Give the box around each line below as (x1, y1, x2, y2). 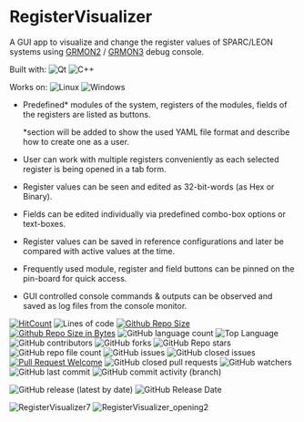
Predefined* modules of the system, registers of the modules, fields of (22, 98, 288, 110)
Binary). (22, 190, 53, 201)
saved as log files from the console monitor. (22, 300, 187, 311)
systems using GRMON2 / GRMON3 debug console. (9, 46, 205, 57)
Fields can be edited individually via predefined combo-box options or (22, 208, 287, 220)
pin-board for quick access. (22, 273, 127, 283)
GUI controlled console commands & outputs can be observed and (22, 290, 273, 302)
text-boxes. (22, 218, 66, 229)
